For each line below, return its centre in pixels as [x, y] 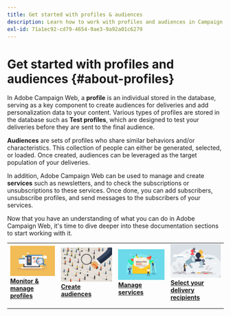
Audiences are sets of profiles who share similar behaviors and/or [101, 141]
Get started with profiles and [90, 64]
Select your [188, 282]
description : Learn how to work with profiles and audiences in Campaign [115, 22]
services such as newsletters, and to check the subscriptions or [98, 184]
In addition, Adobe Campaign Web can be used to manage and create [106, 176]
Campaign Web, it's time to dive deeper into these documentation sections [113, 226]
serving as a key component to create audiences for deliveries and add [108, 105]
